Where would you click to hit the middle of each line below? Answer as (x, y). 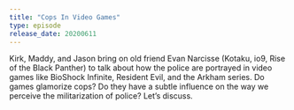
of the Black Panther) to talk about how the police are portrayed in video (141, 68)
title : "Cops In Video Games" (65, 17)
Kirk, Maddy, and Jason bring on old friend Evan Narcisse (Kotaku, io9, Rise (147, 59)
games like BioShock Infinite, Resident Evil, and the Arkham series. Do (137, 77)
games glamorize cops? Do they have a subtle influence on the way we (139, 87)
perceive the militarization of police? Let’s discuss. (101, 96)
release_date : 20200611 (53, 33)
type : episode (35, 26)
